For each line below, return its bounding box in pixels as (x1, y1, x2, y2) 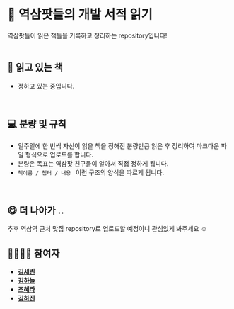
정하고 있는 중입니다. (17, 82, 75, 90)
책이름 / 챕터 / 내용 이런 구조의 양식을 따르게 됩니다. (17, 168, 165, 176)
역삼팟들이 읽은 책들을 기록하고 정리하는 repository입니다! (7, 31, 168, 40)
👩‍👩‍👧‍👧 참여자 (7, 247, 60, 259)
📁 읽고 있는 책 (7, 62, 64, 74)
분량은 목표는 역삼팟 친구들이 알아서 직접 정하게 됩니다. (17, 159, 169, 167)
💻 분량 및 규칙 (7, 118, 67, 130)
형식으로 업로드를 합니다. (25, 150, 94, 159)
